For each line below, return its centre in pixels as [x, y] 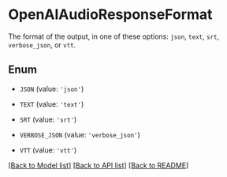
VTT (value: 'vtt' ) [48, 150]
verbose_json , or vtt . [42, 44]
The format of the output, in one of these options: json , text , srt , [113, 36]
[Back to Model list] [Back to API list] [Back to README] [99, 165]
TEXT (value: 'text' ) [52, 104]
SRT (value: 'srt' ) [48, 119]
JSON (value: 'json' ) [52, 88]
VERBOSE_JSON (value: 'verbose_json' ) [80, 134]
